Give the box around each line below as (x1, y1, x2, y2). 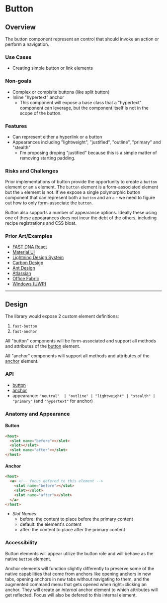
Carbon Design (12, 260, 44, 266)
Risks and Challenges (5, 167, 59, 174)
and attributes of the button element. (5, 343, 81, 349)
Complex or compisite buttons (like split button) (12, 89, 110, 95)
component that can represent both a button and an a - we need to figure (5, 195, 156, 201)
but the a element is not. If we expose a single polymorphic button (5, 189, 141, 195)
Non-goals (5, 78, 31, 85)
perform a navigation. (5, 41, 50, 47)
